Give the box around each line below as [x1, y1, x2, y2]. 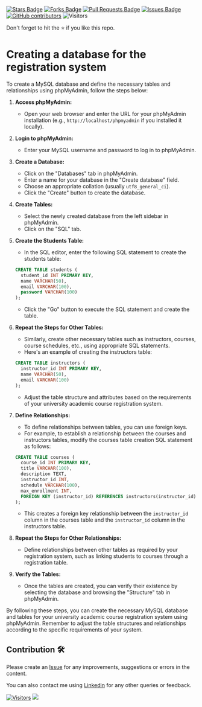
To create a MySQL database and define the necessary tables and [6, 80, 171, 88]
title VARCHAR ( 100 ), [21, 465, 72, 472]
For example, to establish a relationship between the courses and [24, 429, 186, 437]
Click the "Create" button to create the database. [24, 189, 146, 196]
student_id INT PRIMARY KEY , [21, 272, 94, 278]
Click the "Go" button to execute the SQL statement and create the [24, 306, 190, 313]
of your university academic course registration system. [24, 400, 163, 407]
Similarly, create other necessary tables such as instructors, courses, [24, 336, 196, 343]
